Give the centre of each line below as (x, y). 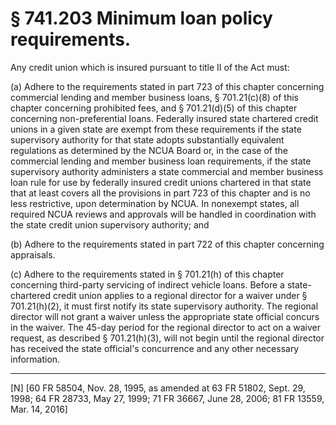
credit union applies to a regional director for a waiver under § (180, 295)
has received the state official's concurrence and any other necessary (155, 348)
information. (35, 359)
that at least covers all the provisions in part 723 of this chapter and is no (160, 193)
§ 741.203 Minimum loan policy (141, 18)
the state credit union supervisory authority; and (110, 224)
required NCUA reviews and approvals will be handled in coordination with (163, 214)
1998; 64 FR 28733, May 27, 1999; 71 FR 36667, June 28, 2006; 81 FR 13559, (167, 398)
